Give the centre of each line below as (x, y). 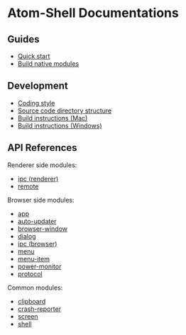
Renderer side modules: (42, 165)
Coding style (36, 103)
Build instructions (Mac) (53, 118)
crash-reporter (39, 309)
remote (28, 186)
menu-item (33, 259)
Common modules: (35, 288)
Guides (24, 39)
